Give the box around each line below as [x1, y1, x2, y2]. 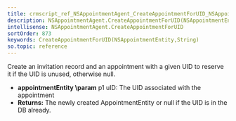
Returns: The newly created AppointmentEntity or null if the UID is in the [17, 98, 228, 106]
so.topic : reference [7, 43, 68, 50]
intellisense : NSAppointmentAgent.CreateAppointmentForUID [7, 23, 184, 30]
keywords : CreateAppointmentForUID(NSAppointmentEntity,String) [7, 37, 199, 44]
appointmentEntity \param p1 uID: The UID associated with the [17, 84, 202, 91]
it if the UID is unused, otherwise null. [7, 70, 116, 78]
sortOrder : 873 [7, 30, 52, 37]
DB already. [17, 106, 51, 114]
